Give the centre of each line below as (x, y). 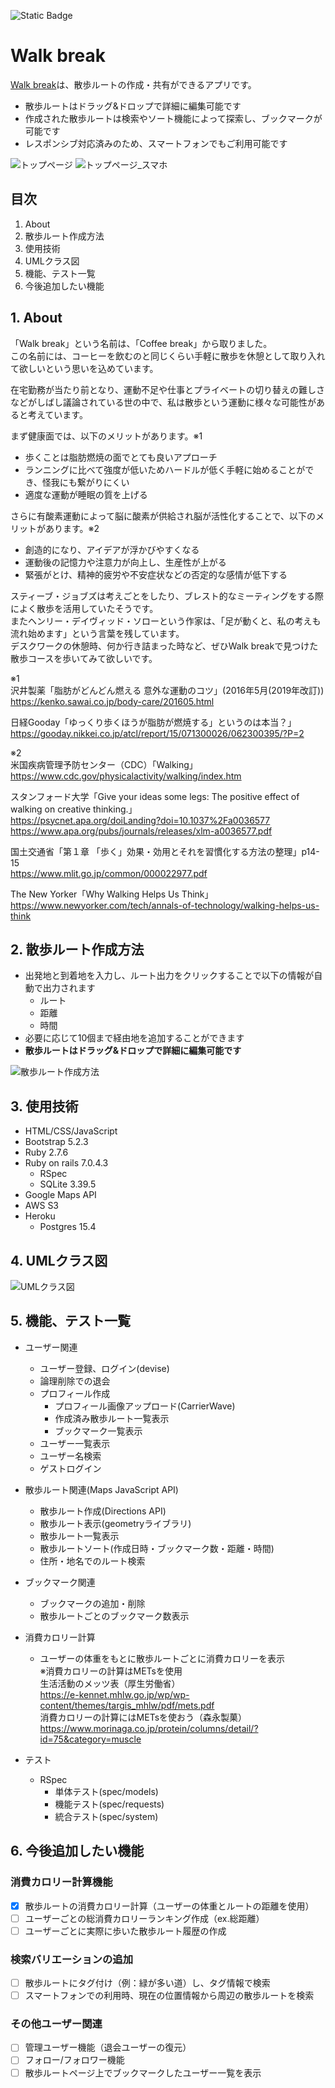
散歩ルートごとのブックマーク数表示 (114, 1616)
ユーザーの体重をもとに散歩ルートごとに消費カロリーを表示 (162, 1658)
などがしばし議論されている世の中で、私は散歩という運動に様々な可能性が (163, 402)
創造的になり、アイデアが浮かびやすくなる (112, 549)
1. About (36, 318)
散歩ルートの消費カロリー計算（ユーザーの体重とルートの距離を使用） (169, 1906)
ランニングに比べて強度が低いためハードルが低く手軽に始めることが (165, 469)
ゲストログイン (70, 1468)
